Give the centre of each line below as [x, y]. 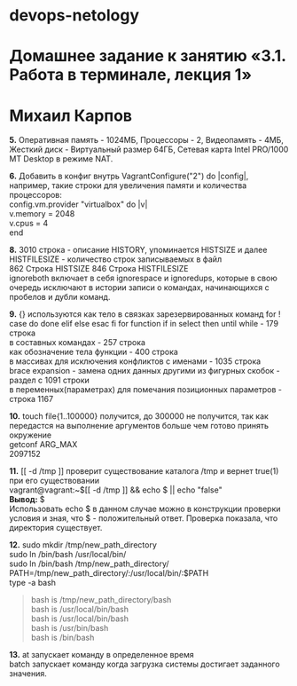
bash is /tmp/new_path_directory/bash [101, 600]
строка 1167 [31, 399]
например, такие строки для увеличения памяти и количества [128, 185]
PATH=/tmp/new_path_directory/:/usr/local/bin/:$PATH [109, 573]
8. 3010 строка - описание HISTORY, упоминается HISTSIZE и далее [138, 250]
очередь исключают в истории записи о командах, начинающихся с [140, 288]
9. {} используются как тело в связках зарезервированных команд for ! [145, 314]
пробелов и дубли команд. [60, 297]
